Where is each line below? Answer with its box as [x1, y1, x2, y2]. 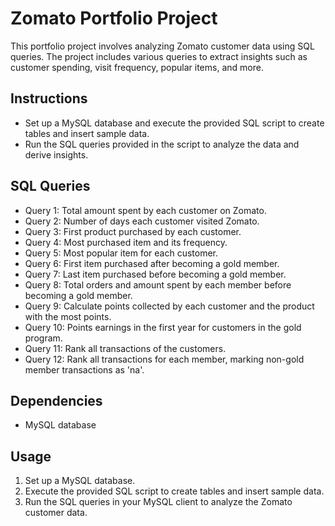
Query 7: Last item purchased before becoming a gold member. [24, 268, 287, 280]
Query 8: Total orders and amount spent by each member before [24, 278, 292, 291]
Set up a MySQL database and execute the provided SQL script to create [24, 117, 325, 129]
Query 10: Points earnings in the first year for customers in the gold [24, 321, 302, 333]
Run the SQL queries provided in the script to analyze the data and [24, 138, 300, 150]
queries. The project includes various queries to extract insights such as [10, 50, 308, 62]
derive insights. [24, 148, 89, 161]
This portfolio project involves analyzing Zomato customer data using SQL [10, 40, 315, 52]
